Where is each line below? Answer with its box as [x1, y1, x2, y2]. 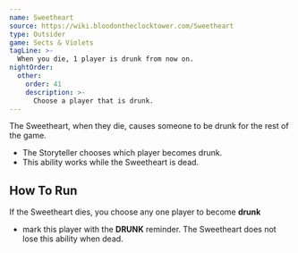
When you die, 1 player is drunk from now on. [17, 55, 194, 63]
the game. [9, 131, 47, 141]
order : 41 [25, 80, 63, 89]
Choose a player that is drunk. [32, 96, 154, 105]
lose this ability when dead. [21, 233, 123, 244]
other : [17, 72, 42, 80]
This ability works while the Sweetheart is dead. [21, 157, 200, 168]
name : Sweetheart [9, 13, 74, 22]
